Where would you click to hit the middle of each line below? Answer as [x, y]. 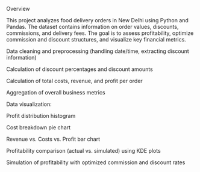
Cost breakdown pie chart [39, 127]
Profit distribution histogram [41, 116]
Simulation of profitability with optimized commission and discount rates [96, 162]
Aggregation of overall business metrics [56, 92]
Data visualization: [29, 104]
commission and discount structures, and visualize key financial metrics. [96, 39]
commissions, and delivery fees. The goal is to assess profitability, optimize [100, 33]
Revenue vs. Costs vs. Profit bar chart [53, 139]
